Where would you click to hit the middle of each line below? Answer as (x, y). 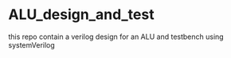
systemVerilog (32, 44)
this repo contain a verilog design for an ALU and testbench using (116, 37)
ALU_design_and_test (81, 15)
